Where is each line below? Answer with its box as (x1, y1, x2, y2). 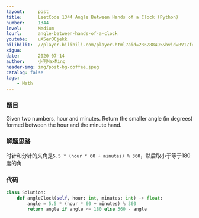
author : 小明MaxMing (6, 58, 66, 64)
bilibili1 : (6, 42, 33, 48)
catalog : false (6, 69, 44, 75)
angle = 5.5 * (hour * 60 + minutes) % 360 (27, 200, 136, 207)
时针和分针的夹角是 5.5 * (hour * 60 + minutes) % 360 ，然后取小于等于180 (6, 152, 191, 159)
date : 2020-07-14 (6, 53, 65, 59)
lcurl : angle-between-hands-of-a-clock (6, 31, 118, 37)
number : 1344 (6, 20, 49, 26)
